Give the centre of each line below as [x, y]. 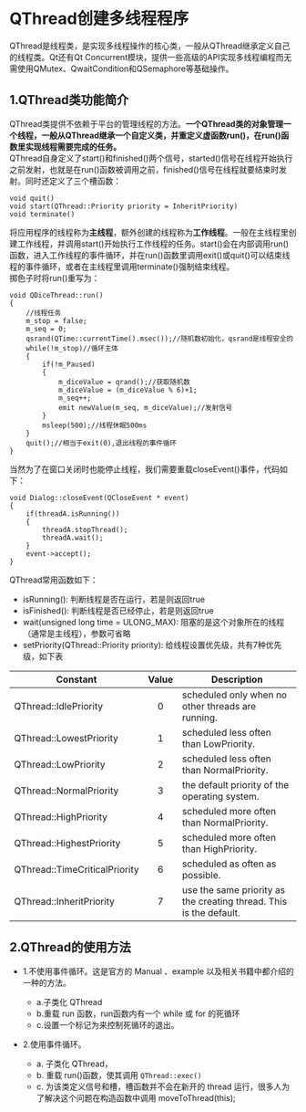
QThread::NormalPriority [66, 791]
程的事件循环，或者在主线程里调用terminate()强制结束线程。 [122, 267]
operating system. [220, 796]
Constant [76, 679]
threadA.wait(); [73, 538]
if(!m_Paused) [69, 364]
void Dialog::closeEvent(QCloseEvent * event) [99, 498]
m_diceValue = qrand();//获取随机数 [124, 382]
